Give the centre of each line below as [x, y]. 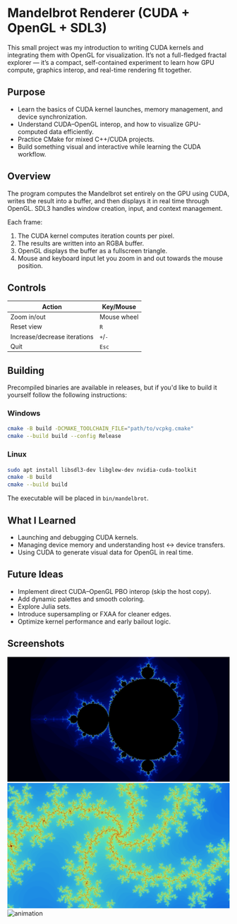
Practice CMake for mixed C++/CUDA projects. [86, 139]
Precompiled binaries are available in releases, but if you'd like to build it [112, 388]
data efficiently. [71, 131]
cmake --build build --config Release [64, 436]
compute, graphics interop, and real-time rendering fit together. [99, 70]
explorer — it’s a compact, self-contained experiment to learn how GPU [111, 62]
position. [30, 265]
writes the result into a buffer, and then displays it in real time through [108, 201]
